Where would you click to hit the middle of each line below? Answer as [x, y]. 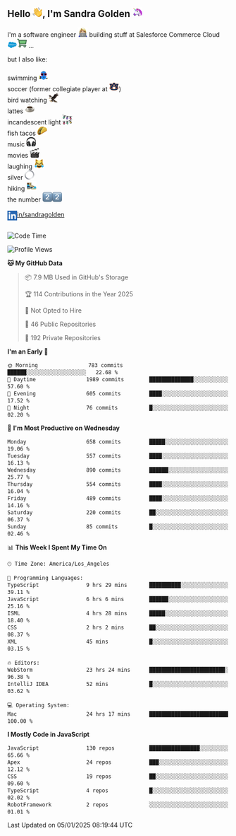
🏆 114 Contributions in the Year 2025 [79, 294]
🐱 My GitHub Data [35, 263]
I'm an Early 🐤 [28, 352]
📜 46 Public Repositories [60, 324]
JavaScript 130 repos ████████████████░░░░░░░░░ [118, 748]
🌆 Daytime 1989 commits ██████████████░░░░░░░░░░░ [118, 379]
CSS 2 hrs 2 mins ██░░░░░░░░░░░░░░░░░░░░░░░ [118, 627]
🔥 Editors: [24, 663]
